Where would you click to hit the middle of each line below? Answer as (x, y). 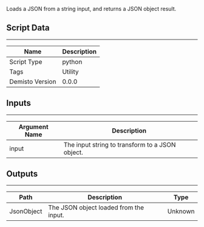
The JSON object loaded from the (96, 208)
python (72, 61)
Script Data (28, 28)
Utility (70, 71)
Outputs (22, 174)
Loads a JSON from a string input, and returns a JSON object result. (91, 9)
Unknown (181, 211)
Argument (33, 127)
